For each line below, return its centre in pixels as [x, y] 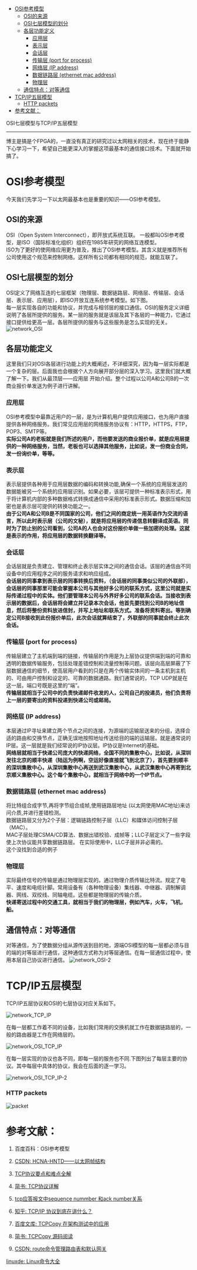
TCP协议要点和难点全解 [43, 1174]
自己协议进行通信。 [45, 960]
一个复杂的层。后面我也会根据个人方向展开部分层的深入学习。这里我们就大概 [98, 371]
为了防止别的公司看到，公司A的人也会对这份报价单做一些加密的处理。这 [98, 528]
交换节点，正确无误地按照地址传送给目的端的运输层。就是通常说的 [111, 738]
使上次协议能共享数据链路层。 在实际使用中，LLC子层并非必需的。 [86, 842]
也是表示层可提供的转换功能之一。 [52, 506]
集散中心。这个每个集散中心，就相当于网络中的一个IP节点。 [93, 775]
